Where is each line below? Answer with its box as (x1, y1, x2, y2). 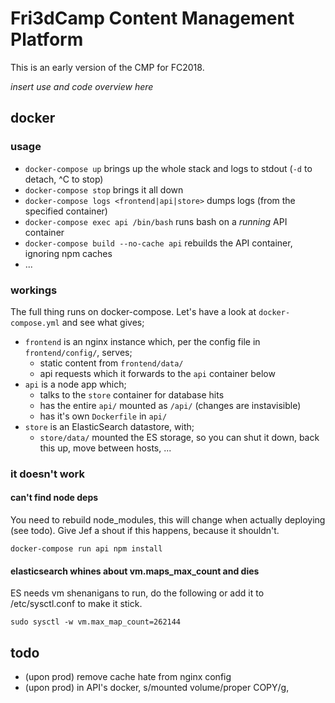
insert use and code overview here (10, 80, 154, 92)
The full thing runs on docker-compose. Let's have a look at (10, 305, 257, 317)
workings (10, 283, 58, 297)
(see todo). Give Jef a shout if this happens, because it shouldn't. (10, 525, 280, 537)
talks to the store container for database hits (39, 388, 225, 401)
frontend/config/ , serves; (24, 346, 133, 358)
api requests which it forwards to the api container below (39, 367, 276, 379)
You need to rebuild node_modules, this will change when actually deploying (10, 514, 326, 526)
